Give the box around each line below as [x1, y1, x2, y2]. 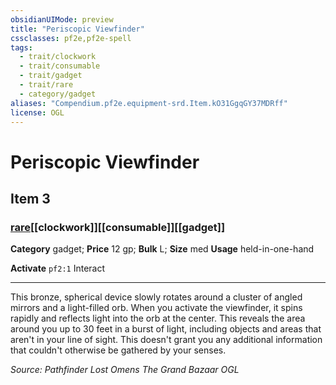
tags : [10, 42, 33, 53]
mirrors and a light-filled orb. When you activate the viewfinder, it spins [10, 302, 303, 314]
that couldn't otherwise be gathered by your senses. [10, 344, 227, 356]
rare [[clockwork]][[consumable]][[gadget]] [10, 220, 226, 234]
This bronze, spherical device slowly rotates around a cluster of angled [10, 291, 303, 303]
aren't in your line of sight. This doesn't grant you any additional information [10, 334, 323, 346]
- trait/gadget [19, 71, 83, 81]
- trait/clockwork [19, 52, 97, 62]
